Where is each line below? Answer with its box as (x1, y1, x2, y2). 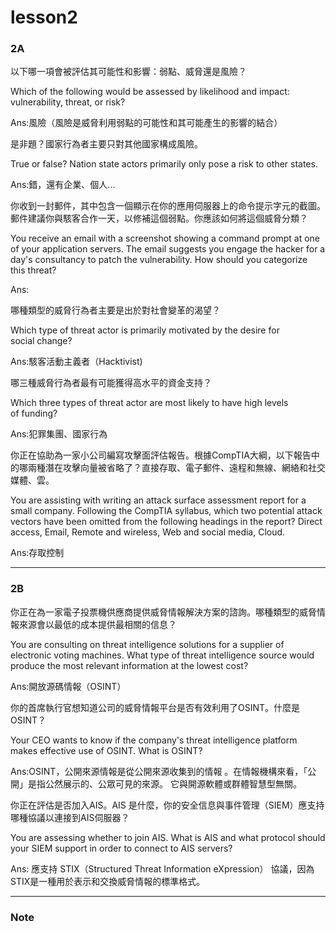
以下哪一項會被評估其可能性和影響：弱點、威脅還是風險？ (10, 66, 247, 78)
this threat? (10, 264, 57, 276)
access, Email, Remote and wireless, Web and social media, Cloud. (10, 526, 286, 538)
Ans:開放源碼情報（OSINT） (10, 680, 127, 692)
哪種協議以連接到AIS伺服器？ (10, 811, 130, 823)
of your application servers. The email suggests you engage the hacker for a (10, 243, 326, 255)
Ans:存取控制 (10, 547, 65, 559)
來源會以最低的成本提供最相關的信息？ (18, 618, 177, 630)
